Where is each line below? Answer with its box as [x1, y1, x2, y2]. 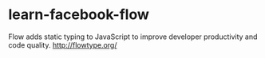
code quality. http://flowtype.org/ [8, 40, 117, 49]
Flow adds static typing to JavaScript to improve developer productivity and [8, 32, 258, 41]
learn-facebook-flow [8, 6, 149, 24]
